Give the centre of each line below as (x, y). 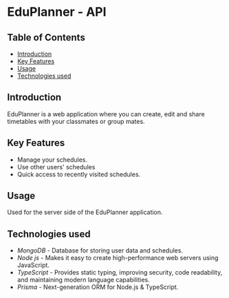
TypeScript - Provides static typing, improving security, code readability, (120, 273)
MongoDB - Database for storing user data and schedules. (100, 251)
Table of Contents (46, 38)
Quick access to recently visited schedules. (79, 174)
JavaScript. (33, 265)
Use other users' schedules (56, 167)
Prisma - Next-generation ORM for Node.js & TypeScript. (98, 287)
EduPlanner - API (57, 12)
